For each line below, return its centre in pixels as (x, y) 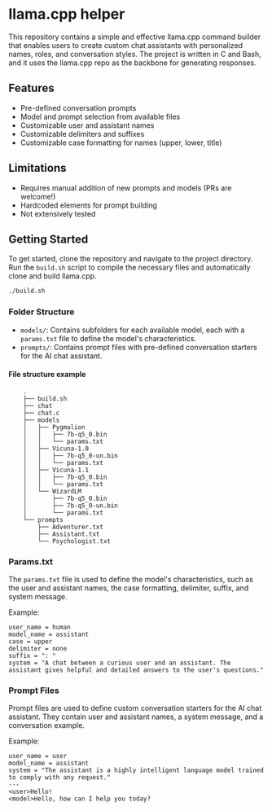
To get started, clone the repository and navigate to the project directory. (131, 259)
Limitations (37, 168)
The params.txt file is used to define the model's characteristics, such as (131, 580)
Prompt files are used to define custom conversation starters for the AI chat (135, 708)
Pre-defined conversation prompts (78, 107)
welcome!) (38, 196)
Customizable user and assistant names (87, 125)
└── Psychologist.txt (75, 541)
